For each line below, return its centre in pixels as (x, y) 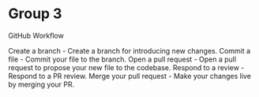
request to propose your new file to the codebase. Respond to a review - (126, 67)
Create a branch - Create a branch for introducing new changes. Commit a (129, 50)
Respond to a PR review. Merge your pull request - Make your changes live (129, 76)
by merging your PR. (41, 84)
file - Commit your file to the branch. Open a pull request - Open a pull (122, 59)
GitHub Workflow (36, 35)
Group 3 (35, 14)
